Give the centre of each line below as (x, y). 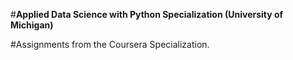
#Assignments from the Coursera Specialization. (110, 44)
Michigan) (32, 25)
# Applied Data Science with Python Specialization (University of (147, 14)
